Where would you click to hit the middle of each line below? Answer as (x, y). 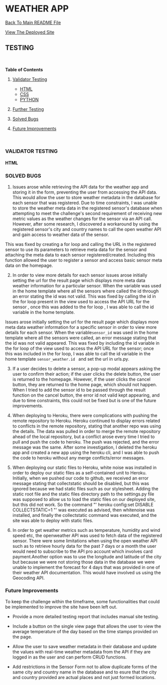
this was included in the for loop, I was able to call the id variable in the (78, 353)
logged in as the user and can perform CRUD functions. (70, 657)
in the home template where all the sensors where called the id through (85, 291)
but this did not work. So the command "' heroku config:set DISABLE (83, 504)
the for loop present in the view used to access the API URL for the (81, 301)
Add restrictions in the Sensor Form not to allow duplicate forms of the (84, 667)
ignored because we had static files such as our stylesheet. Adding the (85, 488)
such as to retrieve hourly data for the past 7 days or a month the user (84, 546)
